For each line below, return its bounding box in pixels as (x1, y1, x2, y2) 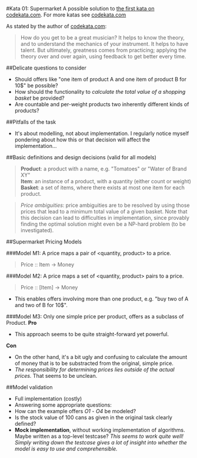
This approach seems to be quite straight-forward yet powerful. (14, 331, 169, 338)
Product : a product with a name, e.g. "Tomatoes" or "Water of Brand (20, 165, 187, 172)
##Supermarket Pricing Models (6, 238, 82, 245)
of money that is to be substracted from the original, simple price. (14, 360, 173, 367)
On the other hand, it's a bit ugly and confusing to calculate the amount (14, 354, 188, 360)
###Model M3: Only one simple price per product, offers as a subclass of (6, 313, 184, 320)
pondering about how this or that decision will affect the (14, 136, 151, 143)
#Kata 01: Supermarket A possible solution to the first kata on (6, 5, 155, 12)
